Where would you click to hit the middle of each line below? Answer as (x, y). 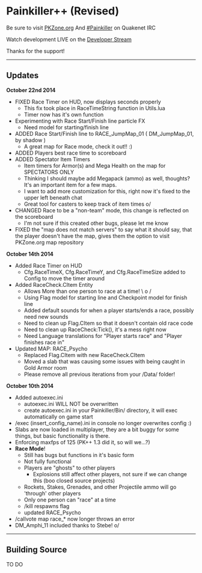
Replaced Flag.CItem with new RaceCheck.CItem (84, 355)
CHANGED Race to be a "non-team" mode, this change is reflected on (102, 210)
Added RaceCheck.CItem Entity (54, 284)
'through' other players (52, 493)
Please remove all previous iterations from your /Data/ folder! (99, 374)
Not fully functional (47, 461)
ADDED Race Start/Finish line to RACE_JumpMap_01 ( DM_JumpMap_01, (104, 133)
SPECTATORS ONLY (49, 172)
